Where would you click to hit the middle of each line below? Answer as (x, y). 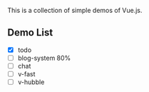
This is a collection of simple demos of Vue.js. (75, 10)
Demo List (30, 32)
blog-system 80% (44, 58)
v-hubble (31, 82)
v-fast (26, 74)
